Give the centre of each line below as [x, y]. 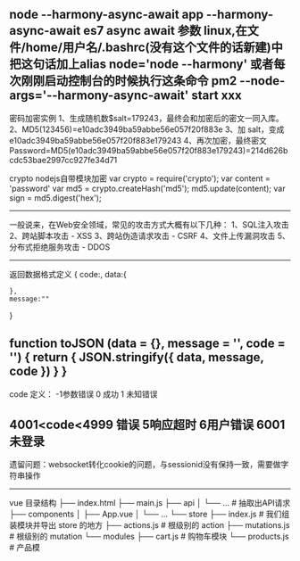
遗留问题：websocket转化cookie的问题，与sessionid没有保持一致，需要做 [145, 465]
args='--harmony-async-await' [99, 96]
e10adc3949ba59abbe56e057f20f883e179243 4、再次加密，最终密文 [138, 140]
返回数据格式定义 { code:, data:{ [68, 274]
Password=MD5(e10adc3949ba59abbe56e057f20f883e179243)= [130, 150]
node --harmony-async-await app [106, 15]
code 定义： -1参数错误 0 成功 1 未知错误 [83, 394]
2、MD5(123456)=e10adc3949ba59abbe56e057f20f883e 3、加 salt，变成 [147, 129]
